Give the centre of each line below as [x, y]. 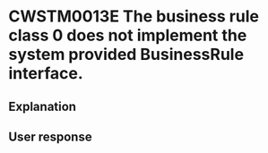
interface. [46, 74]
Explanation [43, 106]
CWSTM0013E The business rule [134, 17]
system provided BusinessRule [126, 55]
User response [50, 136]
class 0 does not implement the [128, 35]
